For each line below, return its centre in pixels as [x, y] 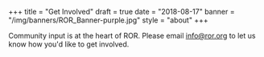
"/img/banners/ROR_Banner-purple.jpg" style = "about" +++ [109, 20]
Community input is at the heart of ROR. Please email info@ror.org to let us [132, 36]
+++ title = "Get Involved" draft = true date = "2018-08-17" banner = [122, 12]
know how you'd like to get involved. [69, 44]
